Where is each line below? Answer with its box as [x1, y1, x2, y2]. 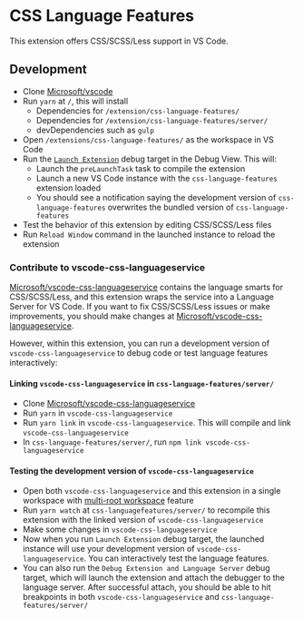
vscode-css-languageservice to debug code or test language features [9, 348, 269, 358]
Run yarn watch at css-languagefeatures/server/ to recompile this [22, 505, 270, 515]
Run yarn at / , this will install [22, 95, 129, 106]
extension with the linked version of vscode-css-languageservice [22, 515, 264, 525]
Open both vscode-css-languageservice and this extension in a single [22, 486, 281, 496]
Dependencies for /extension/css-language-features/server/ [35, 114, 269, 125]
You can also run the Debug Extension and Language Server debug [22, 563, 270, 574]
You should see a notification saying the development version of [35, 191, 277, 202]
